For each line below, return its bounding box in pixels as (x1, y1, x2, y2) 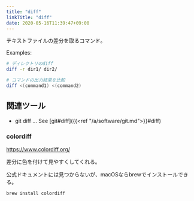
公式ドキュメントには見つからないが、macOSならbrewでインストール (6, 170, 178, 178)
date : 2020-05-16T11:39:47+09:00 (6, 20, 90, 26)
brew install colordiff (6, 190, 66, 196)
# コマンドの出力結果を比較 (6, 77, 66, 83)
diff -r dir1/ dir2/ (6, 67, 58, 73)
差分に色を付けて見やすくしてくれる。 (6, 158, 101, 165)
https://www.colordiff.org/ (6, 145, 71, 153)
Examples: (6, 49, 32, 56)
